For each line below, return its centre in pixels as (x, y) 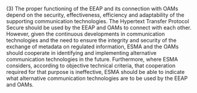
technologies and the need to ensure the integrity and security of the (92, 40)
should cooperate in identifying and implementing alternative (81, 53)
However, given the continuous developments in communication (86, 34)
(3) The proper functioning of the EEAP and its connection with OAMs (92, 9)
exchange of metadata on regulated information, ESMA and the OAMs (92, 46)
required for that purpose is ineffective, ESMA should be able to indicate (95, 72)
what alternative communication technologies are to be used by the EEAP (97, 78)
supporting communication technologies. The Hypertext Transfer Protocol (98, 21)
